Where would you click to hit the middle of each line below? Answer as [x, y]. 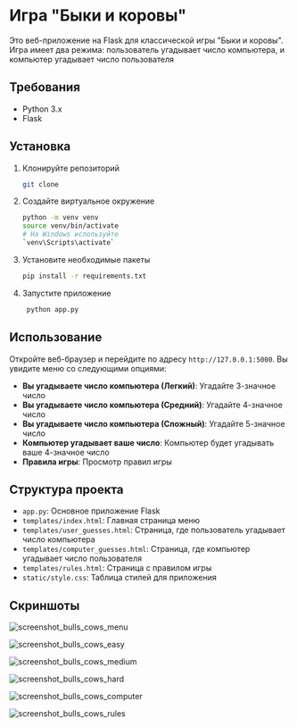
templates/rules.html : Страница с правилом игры [117, 568]
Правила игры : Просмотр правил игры [97, 462]
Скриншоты [45, 605]
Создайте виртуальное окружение [88, 201]
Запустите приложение [66, 293]
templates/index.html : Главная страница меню [111, 521]
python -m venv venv [60, 218]
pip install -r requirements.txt [84, 276]
